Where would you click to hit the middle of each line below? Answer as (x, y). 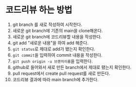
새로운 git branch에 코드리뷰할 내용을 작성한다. (57, 37)
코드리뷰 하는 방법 (39, 10)
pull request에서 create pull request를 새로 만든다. (61, 73)
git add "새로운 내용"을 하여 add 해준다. (51, 43)
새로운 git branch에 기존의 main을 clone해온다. (58, 30)
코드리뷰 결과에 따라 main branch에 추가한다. (55, 79)
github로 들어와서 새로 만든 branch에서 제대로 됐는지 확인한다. (72, 67)
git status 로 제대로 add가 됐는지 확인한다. (54, 49)
